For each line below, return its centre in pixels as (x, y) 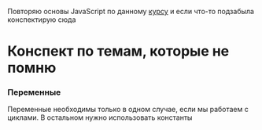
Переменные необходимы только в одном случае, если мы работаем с (128, 110)
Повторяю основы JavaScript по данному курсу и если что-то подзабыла (131, 11)
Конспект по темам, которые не (118, 51)
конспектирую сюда (42, 20)
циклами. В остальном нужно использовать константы (100, 117)
